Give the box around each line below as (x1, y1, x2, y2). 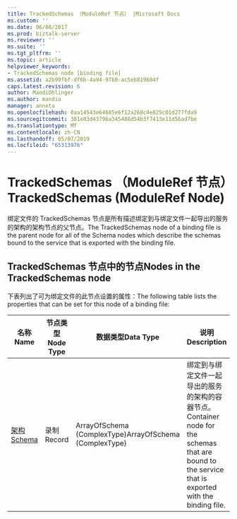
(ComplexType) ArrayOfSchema (75, 429, 180, 439)
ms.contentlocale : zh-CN (7, 129, 80, 136)
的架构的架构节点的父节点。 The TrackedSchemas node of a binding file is (7, 223, 221, 232)
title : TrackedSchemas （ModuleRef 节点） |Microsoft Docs (7, 10, 181, 18)
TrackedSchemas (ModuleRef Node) (7, 190, 225, 206)
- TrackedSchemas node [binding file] (7, 69, 121, 76)
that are (186, 447, 213, 457)
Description (186, 337, 227, 346)
